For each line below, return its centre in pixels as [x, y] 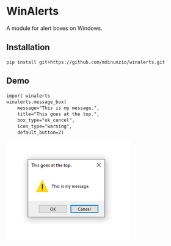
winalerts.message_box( [37, 102]
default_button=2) [41, 132]
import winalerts [28, 96]
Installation [28, 47]
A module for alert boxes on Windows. [54, 28]
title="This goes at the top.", [58, 114]
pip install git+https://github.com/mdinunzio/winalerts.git [86, 62]
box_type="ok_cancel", [46, 120]
